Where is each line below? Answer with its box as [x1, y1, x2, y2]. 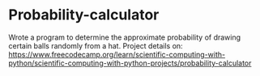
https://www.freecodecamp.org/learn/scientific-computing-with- [8, 49, 225, 59]
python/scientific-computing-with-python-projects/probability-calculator [8, 58, 252, 68]
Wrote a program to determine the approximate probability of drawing [8, 32, 241, 42]
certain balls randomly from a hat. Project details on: [8, 40, 184, 50]
